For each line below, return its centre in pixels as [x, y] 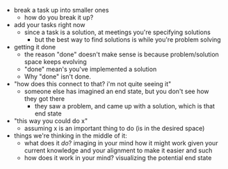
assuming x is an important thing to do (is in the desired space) [114, 128]
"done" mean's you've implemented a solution [90, 69]
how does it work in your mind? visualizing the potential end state [118, 158]
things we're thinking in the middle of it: [70, 136]
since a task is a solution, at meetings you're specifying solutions [117, 32]
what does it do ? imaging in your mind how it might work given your [121, 143]
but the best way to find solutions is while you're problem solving [128, 40]
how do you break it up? [59, 17]
